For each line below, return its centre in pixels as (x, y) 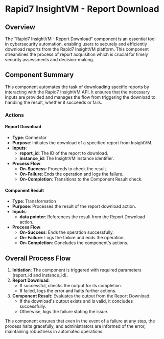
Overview (20, 27)
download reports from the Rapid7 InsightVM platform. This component (77, 49)
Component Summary (39, 75)
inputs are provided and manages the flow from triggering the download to (80, 97)
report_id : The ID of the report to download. (64, 153)
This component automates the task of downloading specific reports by (77, 87)
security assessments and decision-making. (50, 59)
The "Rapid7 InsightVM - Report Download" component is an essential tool (80, 39)
